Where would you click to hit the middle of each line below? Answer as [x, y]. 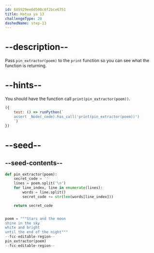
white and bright [23, 228]
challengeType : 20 [23, 18]
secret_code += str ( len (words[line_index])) [68, 197]
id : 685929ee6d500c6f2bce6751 [36, 9]
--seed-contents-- [34, 163]
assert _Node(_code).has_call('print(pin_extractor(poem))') [77, 117]
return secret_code [33, 205]
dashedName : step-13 [26, 23]
